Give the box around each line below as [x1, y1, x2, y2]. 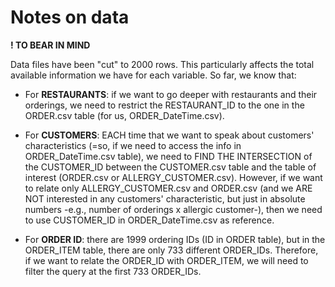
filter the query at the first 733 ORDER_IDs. [24, 265, 202, 277]
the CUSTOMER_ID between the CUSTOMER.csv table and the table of [24, 161, 317, 173]
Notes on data [10, 6, 130, 29]
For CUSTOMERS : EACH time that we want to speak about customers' [24, 129, 315, 141]
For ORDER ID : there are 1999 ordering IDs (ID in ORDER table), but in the [24, 233, 326, 245]
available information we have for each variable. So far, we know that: [10, 69, 297, 81]
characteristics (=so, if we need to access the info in [24, 139, 242, 151]
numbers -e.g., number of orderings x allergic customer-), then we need [24, 203, 323, 215]
